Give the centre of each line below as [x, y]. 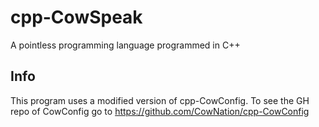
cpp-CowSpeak [76, 17]
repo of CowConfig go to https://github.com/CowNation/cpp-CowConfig [160, 111]
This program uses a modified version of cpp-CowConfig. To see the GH [160, 100]
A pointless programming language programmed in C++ [125, 45]
